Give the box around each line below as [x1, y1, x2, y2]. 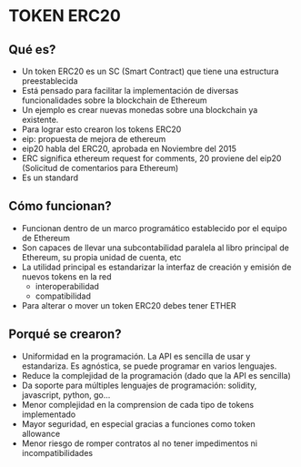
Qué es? [8, 42, 56, 57]
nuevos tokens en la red [21, 270, 112, 282]
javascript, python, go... [21, 389, 111, 401]
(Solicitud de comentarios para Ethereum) [21, 163, 179, 173]
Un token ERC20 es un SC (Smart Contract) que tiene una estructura [21, 66, 279, 76]
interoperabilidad [35, 280, 99, 291]
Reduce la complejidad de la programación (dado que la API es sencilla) [21, 370, 292, 381]
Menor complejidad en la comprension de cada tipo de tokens [21, 399, 255, 410]
